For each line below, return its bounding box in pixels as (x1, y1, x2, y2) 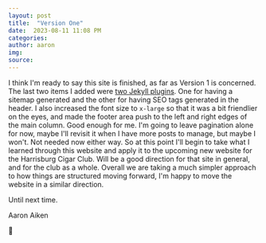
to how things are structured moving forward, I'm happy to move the (8, 170, 233, 180)
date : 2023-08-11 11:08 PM (8, 26, 102, 34)
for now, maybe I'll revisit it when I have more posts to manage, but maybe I (8, 128, 256, 138)
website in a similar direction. (8, 179, 104, 189)
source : (8, 57, 34, 65)
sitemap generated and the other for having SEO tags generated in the (8, 95, 239, 104)
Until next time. (8, 194, 58, 204)
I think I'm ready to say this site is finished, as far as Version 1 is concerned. (8, 77, 256, 88)
